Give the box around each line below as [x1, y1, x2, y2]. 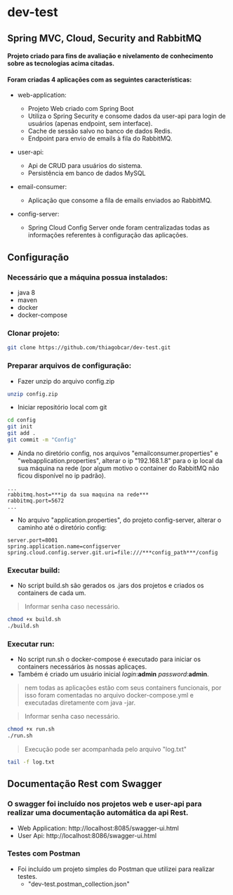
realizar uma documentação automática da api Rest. [7, 808, 189, 818]
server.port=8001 [7, 537, 58, 544]
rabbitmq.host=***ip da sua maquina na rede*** [7, 491, 149, 498]
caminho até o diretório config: [17, 523, 107, 531]
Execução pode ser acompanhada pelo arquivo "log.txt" [24, 745, 187, 753]
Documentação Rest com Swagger [7, 778, 162, 790]
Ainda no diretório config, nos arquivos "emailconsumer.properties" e [17, 449, 219, 457]
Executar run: [7, 639, 55, 648]
